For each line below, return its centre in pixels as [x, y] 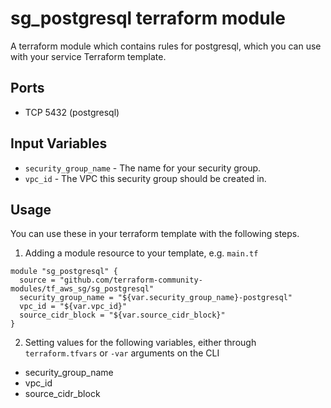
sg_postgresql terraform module [148, 18]
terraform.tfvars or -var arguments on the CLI [122, 353]
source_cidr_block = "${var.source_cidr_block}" [122, 315]
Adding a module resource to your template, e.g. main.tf [141, 253]
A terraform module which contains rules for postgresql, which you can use [166, 46]
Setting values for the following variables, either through [140, 343]
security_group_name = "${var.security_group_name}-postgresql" [156, 298]
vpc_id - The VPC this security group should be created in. [145, 178]
